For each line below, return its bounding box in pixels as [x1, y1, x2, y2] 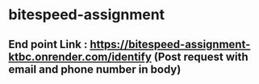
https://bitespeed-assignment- [90, 38, 251, 51]
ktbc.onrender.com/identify [8, 50, 152, 63]
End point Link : [8, 38, 88, 51]
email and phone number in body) [8, 62, 182, 76]
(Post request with [153, 50, 249, 63]
